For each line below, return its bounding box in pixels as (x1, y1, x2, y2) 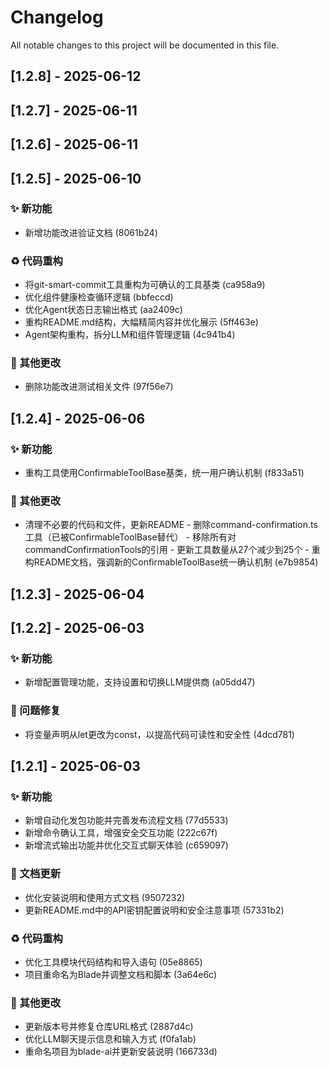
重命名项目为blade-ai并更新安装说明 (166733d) (24, 1046, 218, 1058)
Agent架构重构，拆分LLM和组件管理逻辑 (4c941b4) (24, 329, 236, 341)
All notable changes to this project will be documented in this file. (10, 39, 280, 51)
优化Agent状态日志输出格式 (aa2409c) (24, 304, 183, 316)
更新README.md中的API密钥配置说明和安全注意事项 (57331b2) (24, 904, 285, 916)
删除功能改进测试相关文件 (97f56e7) (24, 381, 174, 393)
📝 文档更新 (10, 867, 62, 881)
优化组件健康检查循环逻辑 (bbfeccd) (24, 291, 174, 303)
